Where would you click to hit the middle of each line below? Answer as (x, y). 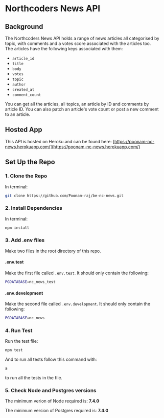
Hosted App (24, 130)
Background (24, 27)
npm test (14, 350)
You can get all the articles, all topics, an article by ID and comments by (77, 104)
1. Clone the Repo (26, 176)
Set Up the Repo (30, 162)
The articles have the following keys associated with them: (64, 49)
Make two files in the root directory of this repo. (53, 251)
